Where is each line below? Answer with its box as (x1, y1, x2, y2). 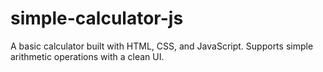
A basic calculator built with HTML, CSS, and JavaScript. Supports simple (10, 40, 314, 52)
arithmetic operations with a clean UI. (10, 50, 165, 62)
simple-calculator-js (10, 7, 184, 30)
